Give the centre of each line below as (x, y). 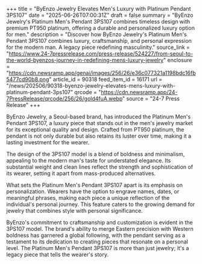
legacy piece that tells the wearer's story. (58, 254)
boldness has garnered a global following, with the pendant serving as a (96, 235)
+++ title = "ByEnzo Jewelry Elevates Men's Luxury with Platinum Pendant (99, 9)
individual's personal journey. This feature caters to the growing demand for (101, 204)
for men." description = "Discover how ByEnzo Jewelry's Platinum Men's (96, 34)
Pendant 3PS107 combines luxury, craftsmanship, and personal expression (99, 41)
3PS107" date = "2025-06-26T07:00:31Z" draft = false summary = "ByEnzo (100, 15)
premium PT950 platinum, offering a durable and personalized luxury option (100, 28)
